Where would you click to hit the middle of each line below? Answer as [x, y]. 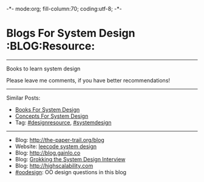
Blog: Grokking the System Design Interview [70, 159]
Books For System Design [47, 109]
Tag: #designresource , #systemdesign [63, 122]
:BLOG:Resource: [51, 46]
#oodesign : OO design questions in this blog [70, 172]
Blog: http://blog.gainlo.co [48, 153]
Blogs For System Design [71, 33]
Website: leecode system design [56, 146]
